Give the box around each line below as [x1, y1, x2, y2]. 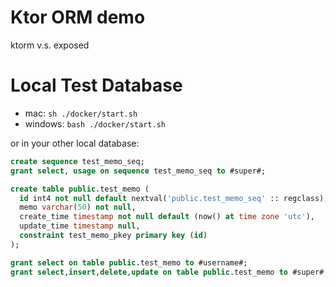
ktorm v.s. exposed [10, 39, 90, 51]
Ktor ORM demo [10, 6, 146, 29]
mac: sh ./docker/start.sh [24, 107, 138, 119]
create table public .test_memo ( [10, 184, 150, 194]
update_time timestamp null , [19, 221, 141, 231]
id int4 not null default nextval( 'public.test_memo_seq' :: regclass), [19, 193, 329, 203]
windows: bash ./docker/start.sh [24, 117, 166, 130]
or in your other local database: [10, 137, 140, 149]
